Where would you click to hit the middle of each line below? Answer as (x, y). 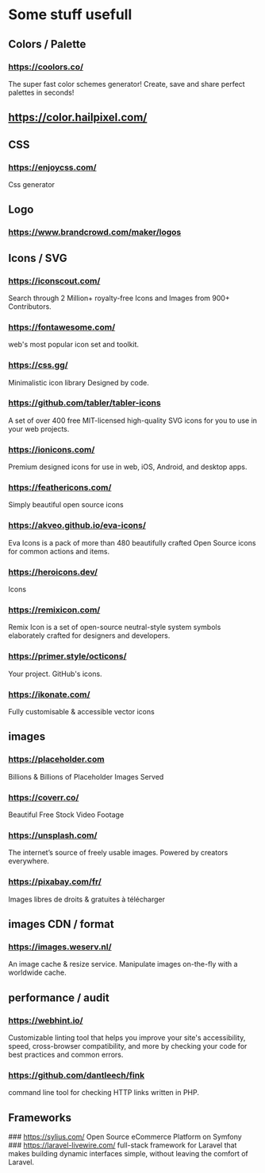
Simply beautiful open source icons (66, 505)
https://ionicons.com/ (52, 449)
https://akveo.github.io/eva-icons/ (77, 526)
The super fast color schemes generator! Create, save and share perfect (127, 84)
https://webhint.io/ (46, 1020)
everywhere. (29, 861)
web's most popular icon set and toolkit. (74, 345)
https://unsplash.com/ (53, 835)
